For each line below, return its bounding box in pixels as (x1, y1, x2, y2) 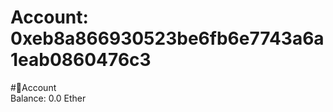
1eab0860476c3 (10, 49, 152, 71)
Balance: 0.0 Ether (10, 92, 87, 104)
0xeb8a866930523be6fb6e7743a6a (10, 27, 325, 50)
